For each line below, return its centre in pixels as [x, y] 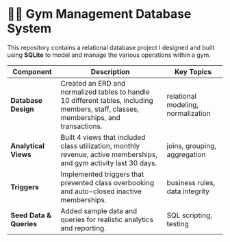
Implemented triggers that [102, 174]
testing [178, 223]
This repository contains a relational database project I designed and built [111, 47]
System [29, 28]
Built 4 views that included [103, 137]
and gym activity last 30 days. [109, 162]
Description [110, 71]
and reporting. [83, 228]
